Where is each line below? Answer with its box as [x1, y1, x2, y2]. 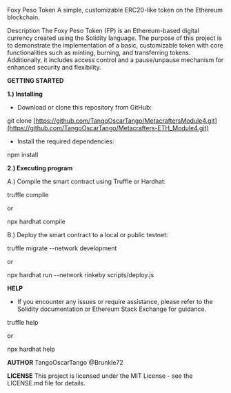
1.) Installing [7, 90, 43, 98]
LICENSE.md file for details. [7, 379, 86, 387]
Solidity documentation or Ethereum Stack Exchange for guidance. [17, 305, 207, 313]
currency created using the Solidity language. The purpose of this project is [7, 34, 222, 42]
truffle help [7, 319, 39, 326]
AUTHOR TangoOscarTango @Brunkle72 [7, 359, 124, 366]
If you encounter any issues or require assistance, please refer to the [17, 298, 214, 305]
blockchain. [7, 13, 40, 21]
